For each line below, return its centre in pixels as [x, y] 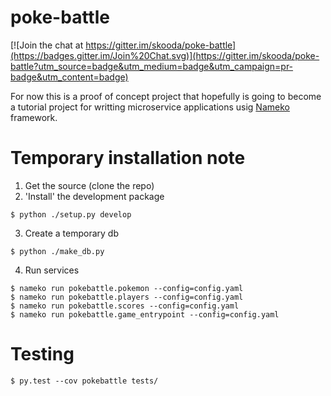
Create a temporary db [71, 233]
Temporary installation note [128, 158]
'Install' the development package [94, 196]
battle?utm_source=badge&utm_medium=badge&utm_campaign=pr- [152, 66]
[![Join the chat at [47, 45]
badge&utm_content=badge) [69, 77]
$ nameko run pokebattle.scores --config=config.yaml [125, 306]
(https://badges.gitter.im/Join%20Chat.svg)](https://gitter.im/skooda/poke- [165, 55]
